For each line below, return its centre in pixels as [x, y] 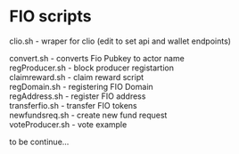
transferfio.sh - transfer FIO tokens [73, 105]
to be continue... [39, 142]
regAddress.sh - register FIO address [78, 96]
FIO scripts [50, 16]
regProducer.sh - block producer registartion [91, 68]
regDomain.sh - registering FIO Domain [81, 86]
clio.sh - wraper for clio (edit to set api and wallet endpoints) [120, 41]
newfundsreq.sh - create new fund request [88, 115]
